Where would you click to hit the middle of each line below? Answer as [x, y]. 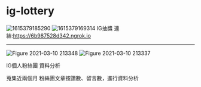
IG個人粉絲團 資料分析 [33, 65]
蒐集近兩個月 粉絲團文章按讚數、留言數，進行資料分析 [72, 78]
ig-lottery [31, 11]
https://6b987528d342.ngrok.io [52, 35]
